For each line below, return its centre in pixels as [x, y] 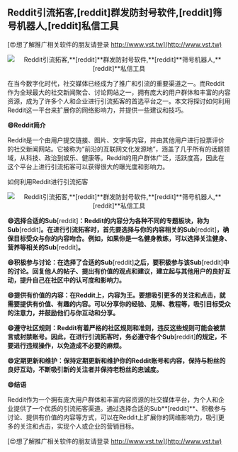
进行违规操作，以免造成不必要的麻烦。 [69, 345]
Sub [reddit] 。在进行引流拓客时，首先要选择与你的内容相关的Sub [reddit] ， [115, 230]
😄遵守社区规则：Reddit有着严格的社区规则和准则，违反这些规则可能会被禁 [117, 327]
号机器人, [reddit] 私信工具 [63, 26]
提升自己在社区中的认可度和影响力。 [72, 280]
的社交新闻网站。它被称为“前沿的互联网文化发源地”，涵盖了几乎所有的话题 [116, 149]
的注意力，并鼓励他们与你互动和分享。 [63, 312]
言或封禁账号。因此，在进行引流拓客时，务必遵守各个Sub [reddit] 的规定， [114, 337]
